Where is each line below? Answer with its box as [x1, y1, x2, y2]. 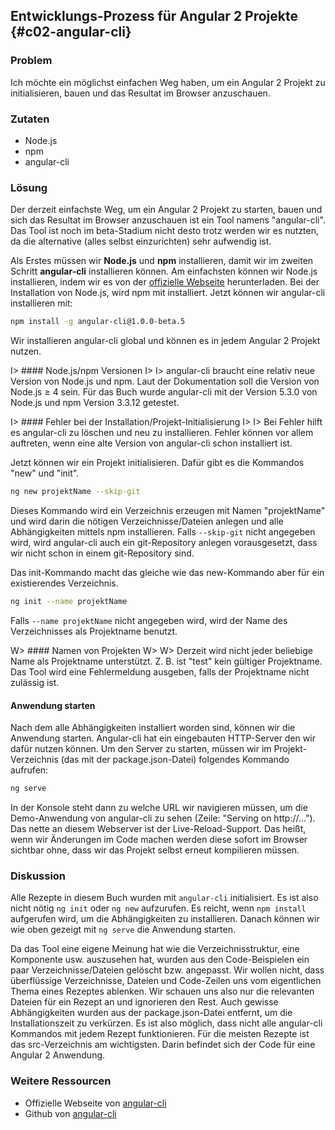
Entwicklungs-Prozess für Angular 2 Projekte [10, 8, 298, 25]
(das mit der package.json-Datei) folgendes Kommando [60, 754, 290, 766]
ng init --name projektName [10, 597, 128, 607]
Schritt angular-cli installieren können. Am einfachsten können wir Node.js [10, 265, 318, 278]
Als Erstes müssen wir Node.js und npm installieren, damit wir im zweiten [10, 255, 314, 267]
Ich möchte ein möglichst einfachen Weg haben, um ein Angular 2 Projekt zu [10, 76, 326, 88]
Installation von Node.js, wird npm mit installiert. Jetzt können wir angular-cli [10, 287, 326, 299]
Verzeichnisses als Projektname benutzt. [10, 625, 178, 637]
